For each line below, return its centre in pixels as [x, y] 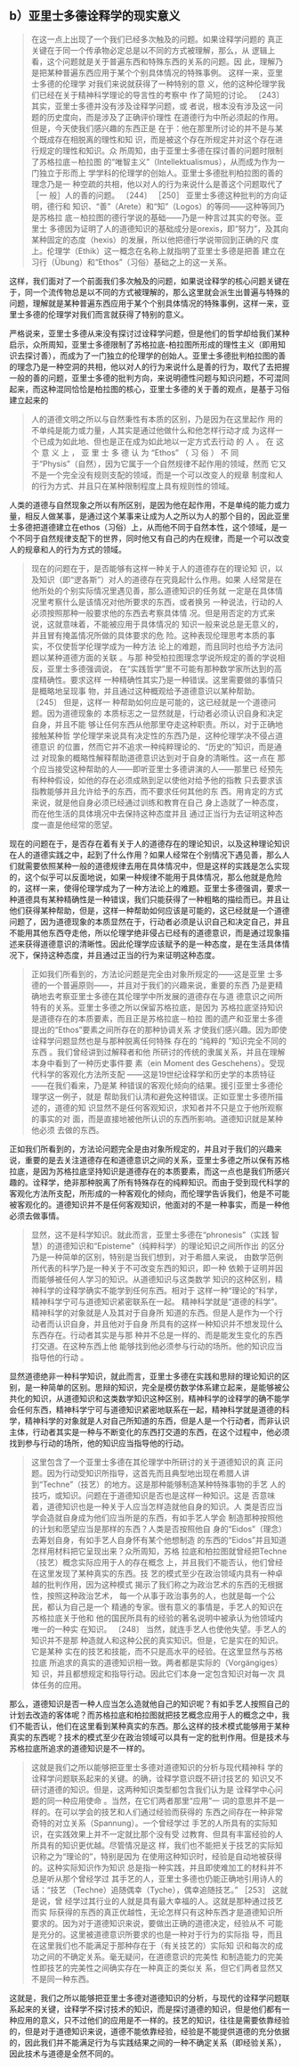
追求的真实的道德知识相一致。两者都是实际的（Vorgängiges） [170, 1662]
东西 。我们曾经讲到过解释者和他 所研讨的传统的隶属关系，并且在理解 [158, 1052]
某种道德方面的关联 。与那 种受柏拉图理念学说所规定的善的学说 [162, 657]
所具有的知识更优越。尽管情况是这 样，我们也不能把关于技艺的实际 [153, 1845]
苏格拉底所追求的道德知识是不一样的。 [79, 1748]
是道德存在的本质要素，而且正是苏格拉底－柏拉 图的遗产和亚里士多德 [157, 1018]
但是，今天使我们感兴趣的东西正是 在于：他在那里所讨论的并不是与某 [157, 128]
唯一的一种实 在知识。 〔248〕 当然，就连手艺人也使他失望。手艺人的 [158, 1628]
